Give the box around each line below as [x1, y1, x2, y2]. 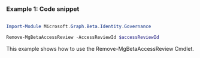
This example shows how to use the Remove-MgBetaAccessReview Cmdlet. [6, 45, 195, 53]
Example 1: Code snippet [6, 5, 80, 13]
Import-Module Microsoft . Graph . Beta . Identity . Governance [6, 23, 151, 30]
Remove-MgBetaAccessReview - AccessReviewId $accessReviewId [6, 35, 160, 41]
